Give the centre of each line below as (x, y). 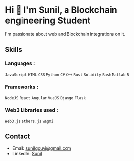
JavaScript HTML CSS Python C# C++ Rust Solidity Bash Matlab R (67, 75)
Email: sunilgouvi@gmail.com (42, 148)
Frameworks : (22, 87)
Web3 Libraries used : (32, 110)
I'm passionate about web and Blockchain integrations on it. (65, 34)
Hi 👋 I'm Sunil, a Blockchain (61, 10)
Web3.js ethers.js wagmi (29, 121)
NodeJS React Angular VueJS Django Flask (45, 98)
